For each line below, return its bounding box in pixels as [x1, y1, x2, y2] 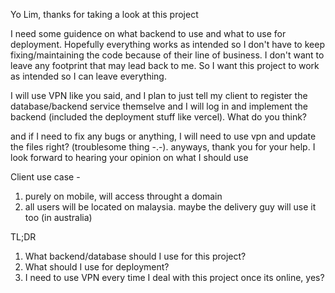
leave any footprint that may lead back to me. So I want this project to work [10, 60, 320, 71]
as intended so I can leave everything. [10, 70, 167, 82]
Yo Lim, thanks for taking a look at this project [10, 9, 199, 20]
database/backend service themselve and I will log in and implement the [10, 100, 308, 112]
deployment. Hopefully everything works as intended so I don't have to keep [10, 39, 325, 50]
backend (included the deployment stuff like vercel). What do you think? [10, 111, 308, 123]
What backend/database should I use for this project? [24, 250, 247, 262]
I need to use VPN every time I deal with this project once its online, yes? [24, 272, 325, 283]
